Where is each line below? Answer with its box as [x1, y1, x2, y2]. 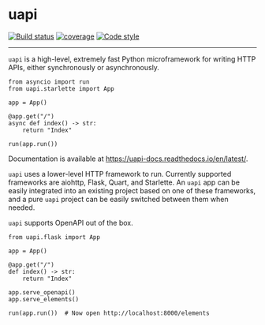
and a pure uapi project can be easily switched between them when [8, 194, 229, 204]
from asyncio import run [8, 77, 90, 86]
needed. [8, 203, 35, 212]
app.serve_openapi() [8, 288, 77, 297]
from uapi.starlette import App [8, 84, 114, 92]
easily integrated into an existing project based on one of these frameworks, [8, 185, 256, 195]
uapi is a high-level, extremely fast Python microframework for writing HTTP [8, 54, 256, 64]
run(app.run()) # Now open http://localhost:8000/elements [8, 309, 211, 317]
